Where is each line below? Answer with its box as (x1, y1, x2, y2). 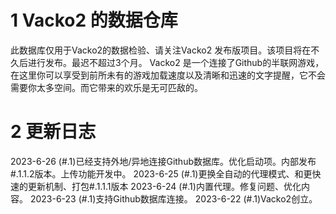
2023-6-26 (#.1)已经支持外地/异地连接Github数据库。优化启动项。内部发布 (10, 155, 317, 167)
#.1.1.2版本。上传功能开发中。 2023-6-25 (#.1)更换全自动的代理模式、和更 (10, 167, 313, 180)
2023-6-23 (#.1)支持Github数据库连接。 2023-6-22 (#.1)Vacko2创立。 (29, 192, 318, 205)
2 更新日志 (10, 121, 97, 143)
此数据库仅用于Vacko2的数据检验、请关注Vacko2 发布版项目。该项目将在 (10, 44, 312, 56)
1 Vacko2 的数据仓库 (10, 9, 178, 32)
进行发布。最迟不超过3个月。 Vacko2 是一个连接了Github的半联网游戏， (27, 56, 325, 68)
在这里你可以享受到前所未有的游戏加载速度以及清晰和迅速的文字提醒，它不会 (10, 69, 326, 81)
